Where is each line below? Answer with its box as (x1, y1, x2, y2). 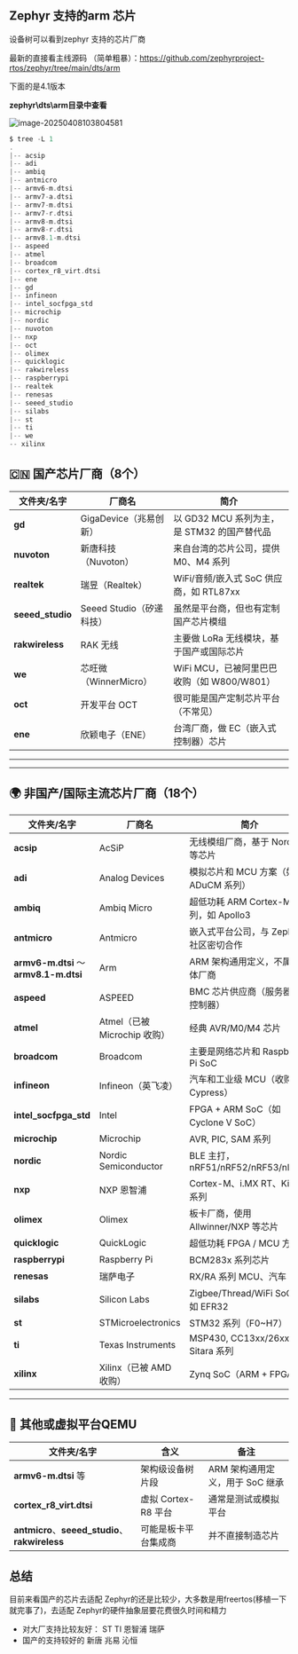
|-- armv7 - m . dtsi (9, 201, 74, 209)
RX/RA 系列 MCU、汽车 (189, 1270, 286, 1282)
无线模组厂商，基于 (189, 835, 270, 847)
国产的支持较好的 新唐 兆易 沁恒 (21, 1635, 138, 1646)
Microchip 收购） (98, 1028, 170, 1041)
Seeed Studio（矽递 (80, 602, 164, 614)
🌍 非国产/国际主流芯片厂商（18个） (9, 786, 205, 801)
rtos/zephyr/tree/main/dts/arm (9, 62, 121, 73)
